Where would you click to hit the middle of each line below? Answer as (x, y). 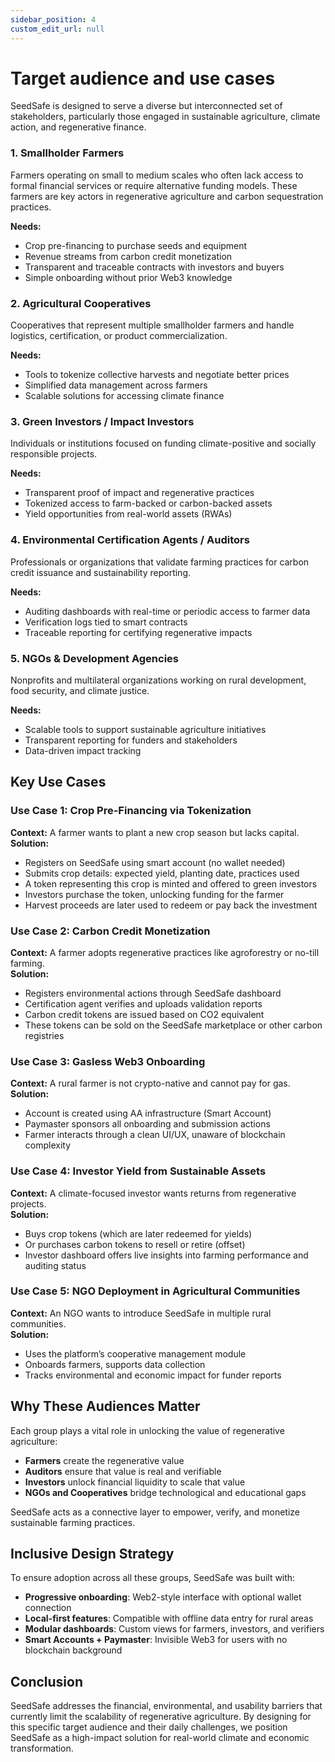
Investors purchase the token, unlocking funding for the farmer (154, 894)
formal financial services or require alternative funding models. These (154, 185)
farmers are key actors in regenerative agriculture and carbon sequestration (167, 196)
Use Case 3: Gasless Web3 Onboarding (108, 1061)
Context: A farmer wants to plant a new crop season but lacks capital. (155, 832)
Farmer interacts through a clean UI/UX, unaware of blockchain (155, 1135)
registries (44, 1035)
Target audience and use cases (143, 78)
